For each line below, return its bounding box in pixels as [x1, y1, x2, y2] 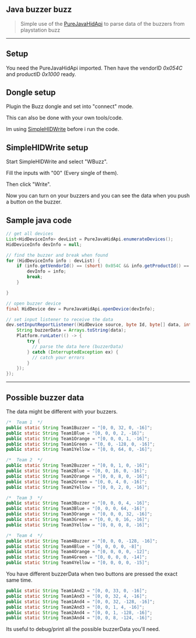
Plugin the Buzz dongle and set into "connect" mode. [6, 103, 134, 110]
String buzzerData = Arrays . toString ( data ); [16, 327, 127, 333]
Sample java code [6, 215, 72, 225]
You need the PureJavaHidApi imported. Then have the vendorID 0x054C [6, 64, 183, 71]
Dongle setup [6, 88, 56, 98]
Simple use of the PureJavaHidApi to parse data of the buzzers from [20, 20, 185, 27]
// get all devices [6, 231, 54, 237]
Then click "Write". [6, 181, 51, 188]
